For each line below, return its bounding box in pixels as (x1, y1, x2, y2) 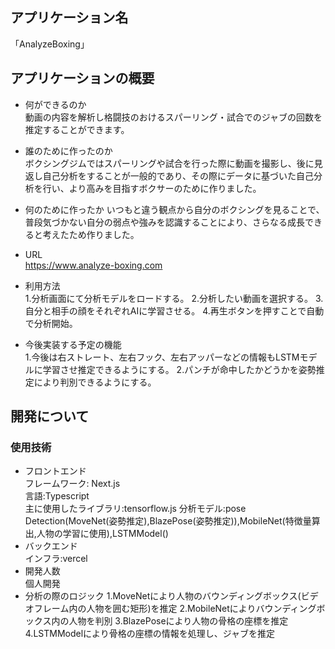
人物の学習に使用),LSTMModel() (36, 528, 169, 540)
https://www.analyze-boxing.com (24, 259, 163, 271)
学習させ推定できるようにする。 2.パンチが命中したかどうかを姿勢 (42, 363, 317, 375)
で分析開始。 (24, 317, 78, 329)
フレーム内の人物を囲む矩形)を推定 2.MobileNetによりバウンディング (33, 603, 317, 615)
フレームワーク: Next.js (24, 478, 121, 490)
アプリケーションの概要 (10, 70, 155, 87)
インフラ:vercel (24, 553, 88, 565)
